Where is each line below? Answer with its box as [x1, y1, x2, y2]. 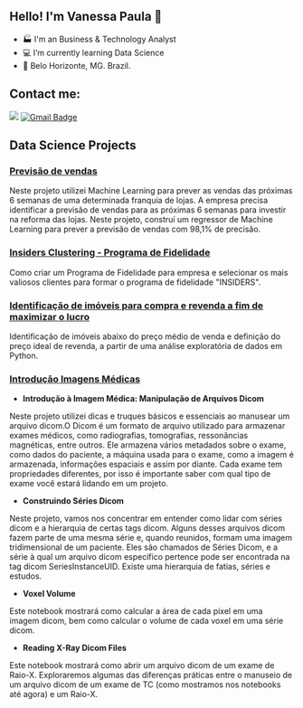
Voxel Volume [22, 589, 76, 599]
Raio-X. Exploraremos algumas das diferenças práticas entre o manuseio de [9, 670, 292, 681]
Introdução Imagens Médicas [9, 373, 141, 385]
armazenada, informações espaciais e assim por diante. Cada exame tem [9, 458, 283, 470]
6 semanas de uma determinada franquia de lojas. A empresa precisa [9, 195, 269, 206]
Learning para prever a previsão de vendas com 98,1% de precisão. [9, 223, 261, 235]
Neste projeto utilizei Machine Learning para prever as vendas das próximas [9, 185, 293, 196]
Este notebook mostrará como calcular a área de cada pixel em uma [9, 606, 263, 617]
